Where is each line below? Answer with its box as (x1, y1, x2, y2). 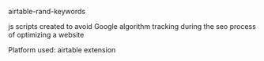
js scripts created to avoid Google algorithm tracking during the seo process (8, 22, 257, 30)
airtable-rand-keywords (8, 7, 85, 16)
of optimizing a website (8, 30, 85, 39)
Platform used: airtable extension (8, 45, 116, 54)
